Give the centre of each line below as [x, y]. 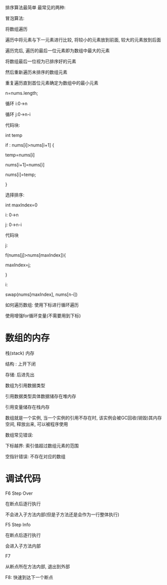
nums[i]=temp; [21, 175]
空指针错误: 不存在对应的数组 [35, 456]
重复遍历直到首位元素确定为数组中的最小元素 [52, 83]
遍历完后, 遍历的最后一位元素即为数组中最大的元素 [57, 50]
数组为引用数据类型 [25, 385]
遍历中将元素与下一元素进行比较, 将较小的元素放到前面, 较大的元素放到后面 [83, 40]
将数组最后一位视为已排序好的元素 [41, 61]
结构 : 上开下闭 [20, 364]
